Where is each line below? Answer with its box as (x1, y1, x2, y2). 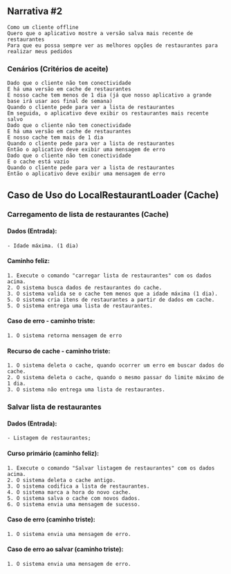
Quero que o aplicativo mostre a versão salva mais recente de (7, 30, 194, 37)
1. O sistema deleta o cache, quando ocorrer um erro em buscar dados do (7, 362, 225, 369)
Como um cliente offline (7, 23, 79, 30)
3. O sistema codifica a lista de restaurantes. (7, 483, 150, 490)
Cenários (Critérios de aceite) (7, 64, 109, 73)
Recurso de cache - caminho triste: (7, 347, 111, 355)
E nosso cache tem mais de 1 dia (7, 134, 104, 141)
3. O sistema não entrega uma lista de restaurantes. (7, 386, 166, 393)
